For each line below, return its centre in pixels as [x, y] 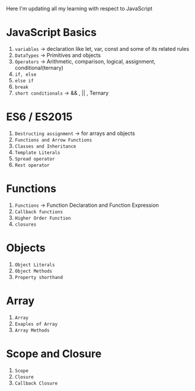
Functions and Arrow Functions [53, 140]
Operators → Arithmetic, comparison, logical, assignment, [85, 61]
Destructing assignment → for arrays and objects [75, 133]
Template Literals [37, 153]
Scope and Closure [54, 353]
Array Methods [32, 330]
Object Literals [35, 265]
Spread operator [35, 159]
